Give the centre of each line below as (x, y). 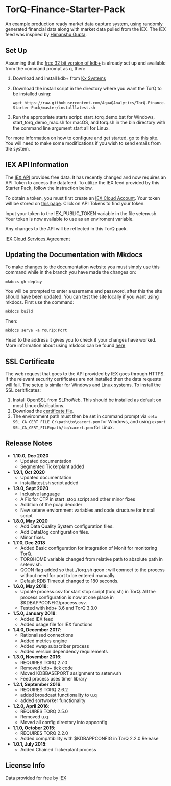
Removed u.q (34, 717)
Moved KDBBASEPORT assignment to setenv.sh (71, 673)
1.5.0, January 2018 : (35, 613)
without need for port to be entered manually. (68, 575)
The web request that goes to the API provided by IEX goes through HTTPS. (85, 374)
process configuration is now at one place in (67, 597)
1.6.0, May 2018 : (30, 586)
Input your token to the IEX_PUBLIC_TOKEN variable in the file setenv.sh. (82, 213)
